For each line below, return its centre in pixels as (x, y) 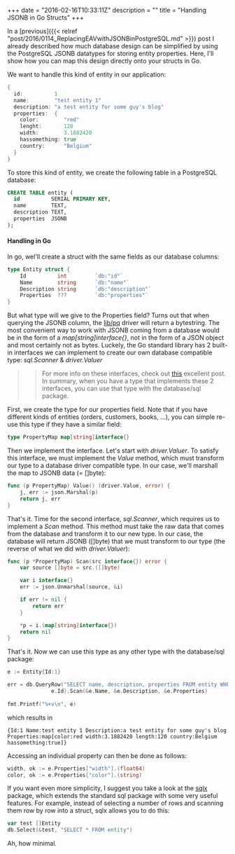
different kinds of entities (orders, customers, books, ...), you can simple (111, 417)
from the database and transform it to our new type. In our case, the (105, 533)
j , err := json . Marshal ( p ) (59, 492)
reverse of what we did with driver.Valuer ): (69, 549)
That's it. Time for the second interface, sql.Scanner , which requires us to (114, 518)
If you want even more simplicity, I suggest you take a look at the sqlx (107, 788)
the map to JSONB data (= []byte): (57, 473)
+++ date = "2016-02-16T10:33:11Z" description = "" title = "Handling (107, 10)
